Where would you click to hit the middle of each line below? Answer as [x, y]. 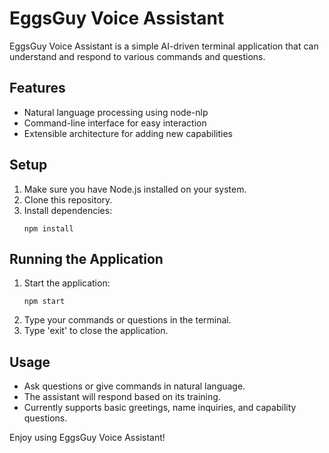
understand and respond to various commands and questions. [137, 56]
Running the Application [86, 258]
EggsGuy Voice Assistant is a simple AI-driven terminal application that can [164, 46]
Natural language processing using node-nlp [116, 112]
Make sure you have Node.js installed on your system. [135, 189]
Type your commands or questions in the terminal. [127, 320]
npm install [48, 228]
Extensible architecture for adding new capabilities [128, 133]
